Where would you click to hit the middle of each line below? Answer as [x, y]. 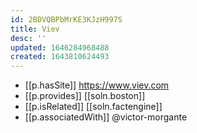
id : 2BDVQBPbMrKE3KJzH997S [66, 19]
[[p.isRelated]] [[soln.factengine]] [93, 107]
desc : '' [28, 38]
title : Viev [35, 29]
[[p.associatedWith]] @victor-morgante [106, 117]
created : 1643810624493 [60, 57]
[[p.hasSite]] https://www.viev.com [97, 85]
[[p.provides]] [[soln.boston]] [85, 96]
